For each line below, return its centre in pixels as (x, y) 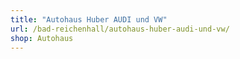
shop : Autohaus (42, 38)
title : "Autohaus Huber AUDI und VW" (89, 19)
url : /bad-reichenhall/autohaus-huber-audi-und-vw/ (120, 29)
